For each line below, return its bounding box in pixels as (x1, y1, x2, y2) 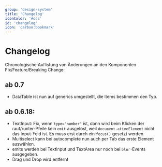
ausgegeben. (12, 151, 39, 157)
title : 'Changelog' (5, 12, 44, 16)
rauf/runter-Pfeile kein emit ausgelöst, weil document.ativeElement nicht (12, 125, 155, 131)
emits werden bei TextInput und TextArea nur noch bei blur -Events (12, 146, 146, 152)
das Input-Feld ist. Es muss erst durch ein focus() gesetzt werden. (12, 131, 145, 137)
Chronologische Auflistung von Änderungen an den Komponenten (5, 62, 136, 68)
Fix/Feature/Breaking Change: (5, 67, 65, 73)
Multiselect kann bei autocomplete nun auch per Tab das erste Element (12, 136, 154, 141)
